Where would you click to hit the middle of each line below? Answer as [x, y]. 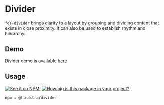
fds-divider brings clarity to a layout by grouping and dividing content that [82, 23]
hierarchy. [15, 33]
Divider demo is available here [36, 61]
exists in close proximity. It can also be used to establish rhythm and [75, 28]
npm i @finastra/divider [31, 98]
